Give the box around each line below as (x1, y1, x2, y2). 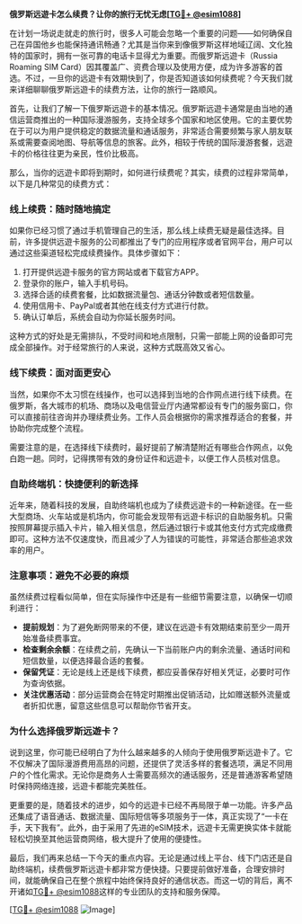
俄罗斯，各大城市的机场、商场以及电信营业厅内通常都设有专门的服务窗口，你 (9, 400, 293, 411)
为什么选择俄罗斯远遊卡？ (9, 725, 120, 738)
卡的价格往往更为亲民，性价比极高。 (9, 148, 144, 158)
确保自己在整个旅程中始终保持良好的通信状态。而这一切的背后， (40, 875, 277, 886)
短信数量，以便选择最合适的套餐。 (22, 655, 149, 666)
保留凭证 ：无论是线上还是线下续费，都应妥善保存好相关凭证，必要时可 (22, 667, 283, 678)
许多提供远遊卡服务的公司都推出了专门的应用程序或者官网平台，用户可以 (24, 236, 293, 247)
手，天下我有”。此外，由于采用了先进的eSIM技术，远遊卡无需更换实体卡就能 (9, 822, 292, 833)
